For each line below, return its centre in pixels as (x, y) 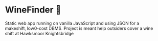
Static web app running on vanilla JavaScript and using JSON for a (72, 23)
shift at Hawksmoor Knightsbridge (40, 33)
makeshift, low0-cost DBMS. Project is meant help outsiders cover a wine (79, 28)
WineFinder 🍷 (33, 10)
